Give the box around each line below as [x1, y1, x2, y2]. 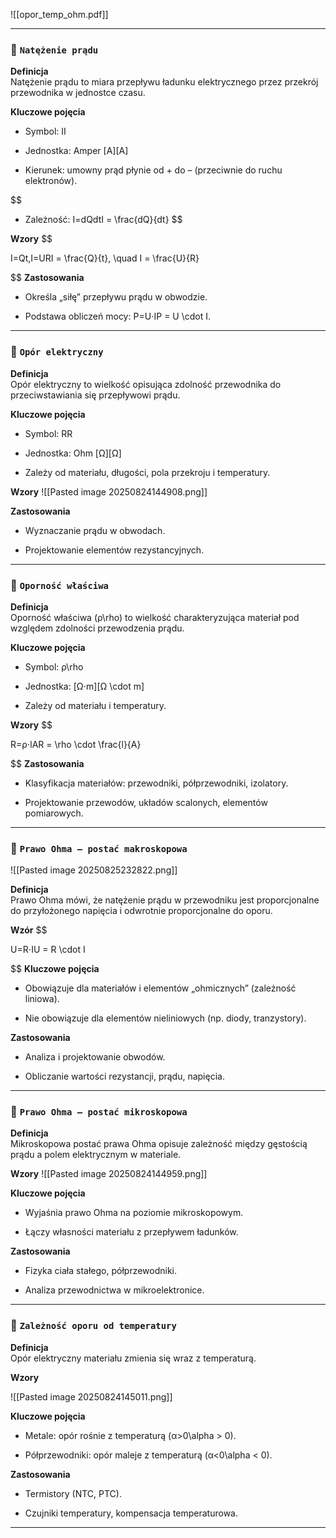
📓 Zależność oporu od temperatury [10, 1319, 177, 1333]
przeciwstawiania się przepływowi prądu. [10, 389, 181, 401]
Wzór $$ [10, 924, 48, 936]
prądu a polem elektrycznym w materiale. [10, 1149, 182, 1161]
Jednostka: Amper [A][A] [24, 145, 129, 157]
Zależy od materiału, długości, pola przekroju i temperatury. [24, 466, 271, 478]
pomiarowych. [24, 807, 84, 819]
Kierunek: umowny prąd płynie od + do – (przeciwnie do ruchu [24, 164, 283, 176]
